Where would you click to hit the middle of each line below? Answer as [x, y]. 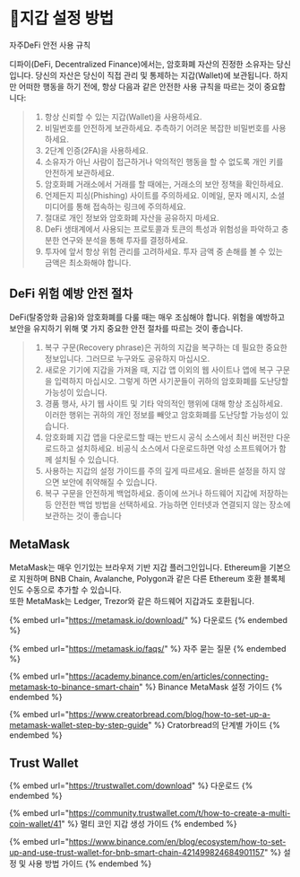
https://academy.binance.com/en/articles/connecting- [169, 676]
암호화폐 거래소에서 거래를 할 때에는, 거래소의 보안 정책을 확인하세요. [164, 184]
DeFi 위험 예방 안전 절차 [71, 294]
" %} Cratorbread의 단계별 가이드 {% [214, 724]
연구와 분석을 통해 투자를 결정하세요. [125, 240]
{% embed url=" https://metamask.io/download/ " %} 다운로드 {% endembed [149, 619]
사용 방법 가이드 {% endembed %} [90, 864]
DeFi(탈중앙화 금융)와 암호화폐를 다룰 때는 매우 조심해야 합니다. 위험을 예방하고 [147, 317]
